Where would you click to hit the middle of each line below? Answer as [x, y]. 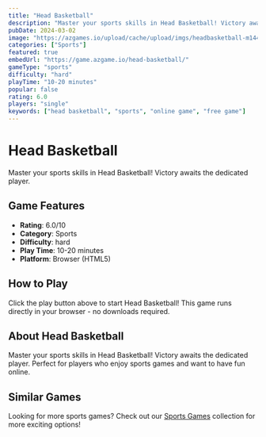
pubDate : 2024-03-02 [42, 30]
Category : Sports [48, 233]
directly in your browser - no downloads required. [89, 311]
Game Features [47, 206]
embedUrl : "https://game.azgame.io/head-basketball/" [99, 60]
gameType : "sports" [40, 67]
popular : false [33, 89]
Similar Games [45, 397]
